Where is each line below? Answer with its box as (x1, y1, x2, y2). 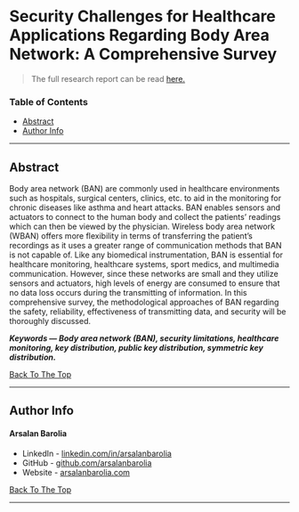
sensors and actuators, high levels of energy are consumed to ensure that (9, 278, 280, 289)
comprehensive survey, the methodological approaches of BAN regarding (9, 297, 279, 308)
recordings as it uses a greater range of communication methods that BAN (9, 240, 282, 251)
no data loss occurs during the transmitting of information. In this (9, 288, 247, 298)
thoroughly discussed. (9, 316, 92, 327)
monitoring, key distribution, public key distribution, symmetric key (9, 343, 264, 354)
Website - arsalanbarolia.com (21, 467, 131, 477)
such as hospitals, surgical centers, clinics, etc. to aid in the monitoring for (9, 193, 282, 204)
